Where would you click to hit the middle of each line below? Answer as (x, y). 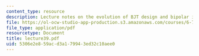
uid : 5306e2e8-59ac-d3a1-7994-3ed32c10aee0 (61, 44)
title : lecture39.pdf (33, 38)
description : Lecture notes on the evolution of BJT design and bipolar (98, 17)
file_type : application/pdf (41, 28)
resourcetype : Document (36, 33)
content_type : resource (36, 11)
